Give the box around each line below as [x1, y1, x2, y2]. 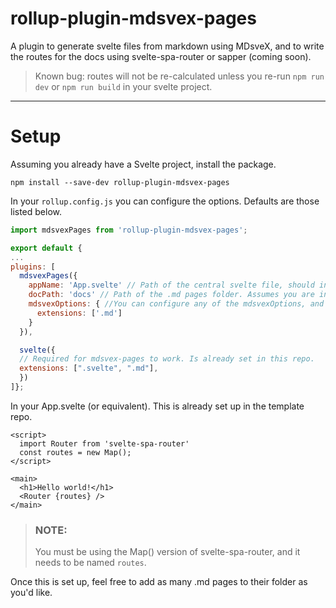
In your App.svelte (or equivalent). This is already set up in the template [10, 400, 305, 412]
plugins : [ [10, 262, 56, 272]
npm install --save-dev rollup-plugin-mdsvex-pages [10, 177, 230, 187]
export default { [10, 243, 83, 253]
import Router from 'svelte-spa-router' [19, 438, 190, 449]
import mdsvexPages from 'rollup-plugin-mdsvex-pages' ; [10, 225, 248, 235]
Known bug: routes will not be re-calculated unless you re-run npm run [34, 70, 325, 82]
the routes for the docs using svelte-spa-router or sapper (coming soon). [10, 50, 312, 62]
